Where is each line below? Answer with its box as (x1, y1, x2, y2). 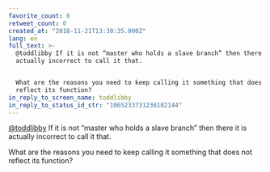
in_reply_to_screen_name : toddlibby (8, 94, 132, 102)
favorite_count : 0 (8, 11, 70, 20)
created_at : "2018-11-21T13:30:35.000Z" (8, 27, 147, 35)
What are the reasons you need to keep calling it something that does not (8, 147, 253, 157)
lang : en (8, 34, 38, 43)
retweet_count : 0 (8, 19, 67, 27)
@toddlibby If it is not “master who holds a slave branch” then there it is (8, 123, 247, 133)
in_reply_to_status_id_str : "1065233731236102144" (8, 101, 183, 109)
